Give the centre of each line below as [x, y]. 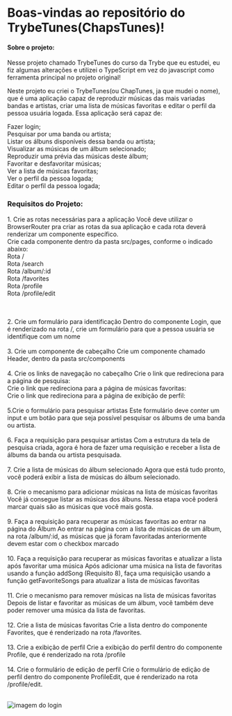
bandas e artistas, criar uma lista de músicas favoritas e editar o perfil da [111, 106]
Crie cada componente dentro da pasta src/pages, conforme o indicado [110, 241]
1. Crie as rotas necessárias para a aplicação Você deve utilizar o [100, 219]
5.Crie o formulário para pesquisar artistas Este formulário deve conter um [114, 410]
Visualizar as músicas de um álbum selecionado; [77, 149]
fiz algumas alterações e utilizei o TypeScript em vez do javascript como [111, 70]
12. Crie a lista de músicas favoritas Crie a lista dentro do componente [107, 625]
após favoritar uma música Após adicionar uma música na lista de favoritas [115, 566]
